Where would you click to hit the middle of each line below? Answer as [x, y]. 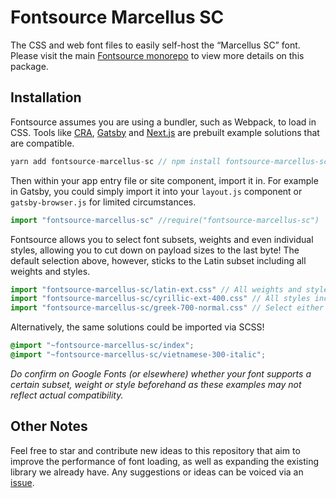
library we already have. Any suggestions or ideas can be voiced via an [157, 472]
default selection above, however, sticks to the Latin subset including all [158, 260]
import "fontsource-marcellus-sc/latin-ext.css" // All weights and [156, 289]
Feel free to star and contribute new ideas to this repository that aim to [155, 450]
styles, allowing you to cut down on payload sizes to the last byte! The [155, 250]
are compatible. [42, 143]
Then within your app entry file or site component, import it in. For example [164, 180]
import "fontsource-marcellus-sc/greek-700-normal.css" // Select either [167, 308]
